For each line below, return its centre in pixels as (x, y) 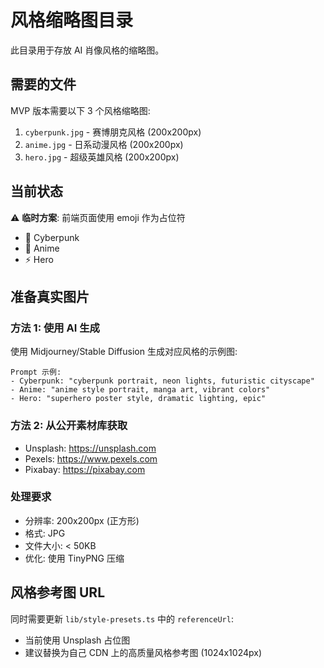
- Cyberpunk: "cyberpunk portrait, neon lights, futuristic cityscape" (162, 381)
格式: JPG (45, 533)
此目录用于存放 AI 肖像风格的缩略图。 (87, 50)
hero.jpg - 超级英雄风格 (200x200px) (102, 157)
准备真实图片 (50, 296)
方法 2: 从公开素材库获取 (69, 426)
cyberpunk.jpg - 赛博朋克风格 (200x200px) (113, 132)
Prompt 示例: (36, 372)
